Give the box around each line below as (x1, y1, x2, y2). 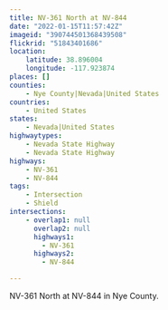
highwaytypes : (9, 131, 63, 140)
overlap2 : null (33, 224, 91, 233)
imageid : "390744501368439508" (9, 30, 127, 39)
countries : (9, 97, 51, 107)
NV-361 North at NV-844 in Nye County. (9, 291, 160, 301)
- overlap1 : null (25, 215, 91, 225)
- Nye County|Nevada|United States (25, 89, 160, 98)
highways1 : (33, 232, 75, 241)
